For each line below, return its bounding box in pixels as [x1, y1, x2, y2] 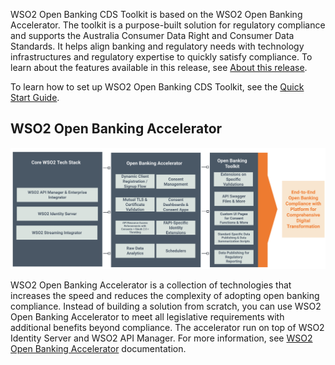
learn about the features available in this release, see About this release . [10, 62, 308, 73]
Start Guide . [10, 92, 60, 103]
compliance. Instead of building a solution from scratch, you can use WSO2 [10, 300, 322, 313]
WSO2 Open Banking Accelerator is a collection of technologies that [10, 279, 292, 291]
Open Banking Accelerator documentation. [10, 343, 187, 355]
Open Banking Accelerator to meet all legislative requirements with [10, 311, 285, 323]
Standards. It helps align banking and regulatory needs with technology [10, 40, 305, 52]
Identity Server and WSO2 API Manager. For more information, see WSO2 [10, 332, 313, 344]
